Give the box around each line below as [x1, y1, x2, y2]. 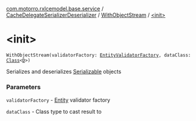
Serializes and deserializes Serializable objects [6, 68, 121, 75]
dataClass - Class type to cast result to [6, 108, 102, 116]
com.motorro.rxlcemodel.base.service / [6, 5, 104, 12]
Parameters [6, 83, 41, 91]
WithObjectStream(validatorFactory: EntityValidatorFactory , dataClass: [6, 52, 191, 58]
